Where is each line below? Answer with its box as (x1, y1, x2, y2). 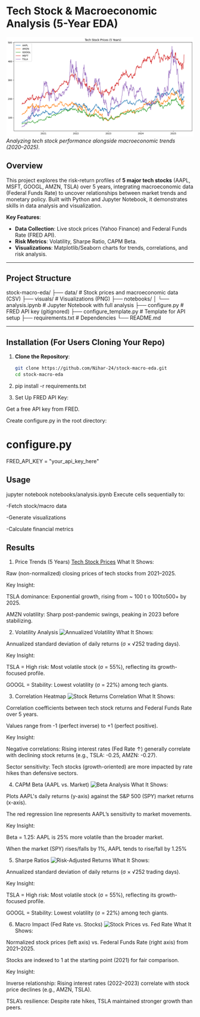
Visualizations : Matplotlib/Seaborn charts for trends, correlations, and (14, 244, 188, 251)
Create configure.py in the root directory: (6, 417, 107, 424)
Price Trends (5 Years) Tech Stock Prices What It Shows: (14, 559, 155, 566)
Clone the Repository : (14, 353, 70, 360)
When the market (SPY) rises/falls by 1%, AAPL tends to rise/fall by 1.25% (6, 845, 187, 852)
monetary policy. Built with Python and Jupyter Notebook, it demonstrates (6, 196, 187, 203)
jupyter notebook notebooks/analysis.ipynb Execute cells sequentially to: (6, 491, 185, 498)
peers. (6, 1004, 22, 1011)
